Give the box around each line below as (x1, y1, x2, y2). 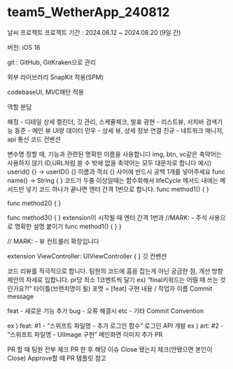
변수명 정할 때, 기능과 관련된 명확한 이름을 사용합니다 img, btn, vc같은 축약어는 (7, 150, 223, 158)
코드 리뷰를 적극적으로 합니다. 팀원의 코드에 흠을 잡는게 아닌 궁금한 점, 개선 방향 (7, 267, 224, 275)
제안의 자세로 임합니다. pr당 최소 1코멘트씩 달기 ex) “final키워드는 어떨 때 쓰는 (7, 275, 219, 284)
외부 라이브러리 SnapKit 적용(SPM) (7, 73, 104, 81)
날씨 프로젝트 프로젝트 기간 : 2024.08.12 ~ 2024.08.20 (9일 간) (7, 28, 181, 36)
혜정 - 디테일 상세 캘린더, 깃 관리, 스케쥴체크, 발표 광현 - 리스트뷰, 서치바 (7, 117, 204, 126)
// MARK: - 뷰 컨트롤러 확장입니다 (7, 237, 99, 245)
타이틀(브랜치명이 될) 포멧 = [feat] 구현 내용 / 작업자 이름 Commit (33, 284, 213, 293)
